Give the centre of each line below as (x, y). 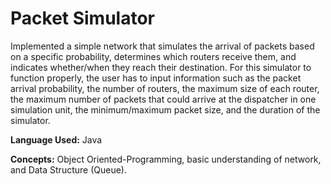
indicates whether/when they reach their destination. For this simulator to (161, 67)
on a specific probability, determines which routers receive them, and (153, 56)
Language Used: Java (56, 139)
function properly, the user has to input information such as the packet (156, 78)
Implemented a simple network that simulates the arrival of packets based (162, 46)
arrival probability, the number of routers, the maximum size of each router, (165, 88)
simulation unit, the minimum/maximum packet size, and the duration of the (165, 109)
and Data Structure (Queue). (68, 169)
